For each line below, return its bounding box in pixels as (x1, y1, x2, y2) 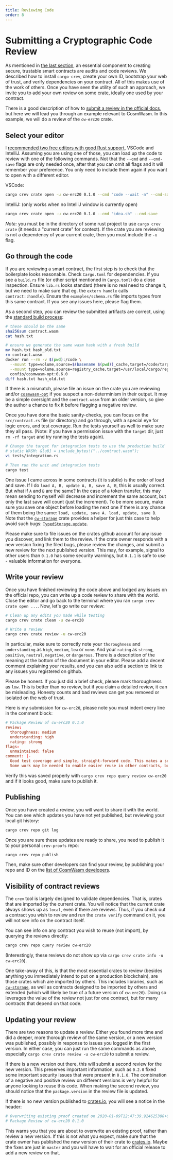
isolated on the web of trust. (5, 695, 65, 701)
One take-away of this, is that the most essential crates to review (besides (5, 967, 163, 974)
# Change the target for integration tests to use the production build (5, 444, 165, 449)
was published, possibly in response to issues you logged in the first (5, 1040, 151, 1046)
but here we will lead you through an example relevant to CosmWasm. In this (5, 111, 167, 117)
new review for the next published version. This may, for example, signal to (5, 547, 164, 553)
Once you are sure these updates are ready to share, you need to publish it (5, 837, 164, 843)
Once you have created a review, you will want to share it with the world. (5, 806, 159, 812)
